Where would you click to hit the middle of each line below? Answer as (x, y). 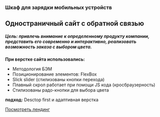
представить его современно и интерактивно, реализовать (71, 41)
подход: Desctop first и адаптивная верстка (52, 100)
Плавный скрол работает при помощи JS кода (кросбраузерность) (84, 85)
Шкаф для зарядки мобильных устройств (59, 7)
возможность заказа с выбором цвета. (48, 47)
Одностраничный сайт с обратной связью (75, 24)
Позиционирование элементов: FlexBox (54, 74)
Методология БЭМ (32, 69)
